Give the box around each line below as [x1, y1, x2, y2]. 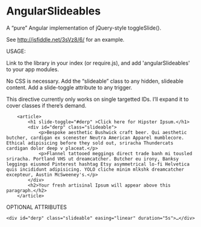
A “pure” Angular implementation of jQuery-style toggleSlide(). [6, 24, 161, 31]
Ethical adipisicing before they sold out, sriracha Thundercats [6, 140, 173, 146]
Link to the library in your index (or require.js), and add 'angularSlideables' [6, 59, 191, 66]
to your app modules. [6, 65, 59, 73]
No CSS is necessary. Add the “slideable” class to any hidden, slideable [6, 77, 184, 85]
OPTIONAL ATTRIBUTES [6, 203, 67, 211]
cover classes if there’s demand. [6, 101, 87, 109]
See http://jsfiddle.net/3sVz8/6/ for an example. [6, 36, 125, 43]
